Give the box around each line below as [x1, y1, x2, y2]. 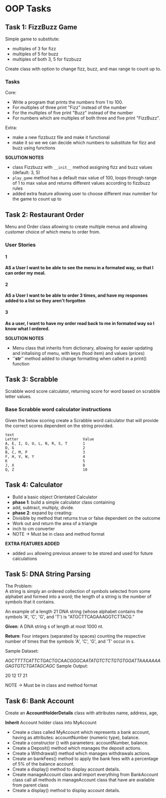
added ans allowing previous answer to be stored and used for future [12, 550, 153, 556]
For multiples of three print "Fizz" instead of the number [12, 105, 127, 111]
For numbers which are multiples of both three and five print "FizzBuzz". [12, 115, 160, 121]
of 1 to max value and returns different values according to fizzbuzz [12, 180, 151, 186]
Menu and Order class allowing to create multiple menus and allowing [5, 224, 148, 229]
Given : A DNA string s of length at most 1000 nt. [5, 623, 104, 630]
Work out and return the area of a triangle [12, 520, 98, 526]
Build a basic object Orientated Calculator [12, 494, 98, 500]
